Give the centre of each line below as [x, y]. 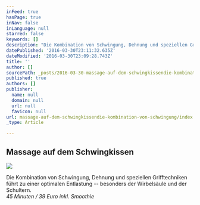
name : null [25, 95]
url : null [24, 106]
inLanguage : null [28, 28]
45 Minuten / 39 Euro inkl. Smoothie [50, 196]
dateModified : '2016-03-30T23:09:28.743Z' [60, 56]
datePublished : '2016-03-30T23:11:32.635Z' [61, 51]
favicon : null [29, 111]
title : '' [18, 61]
